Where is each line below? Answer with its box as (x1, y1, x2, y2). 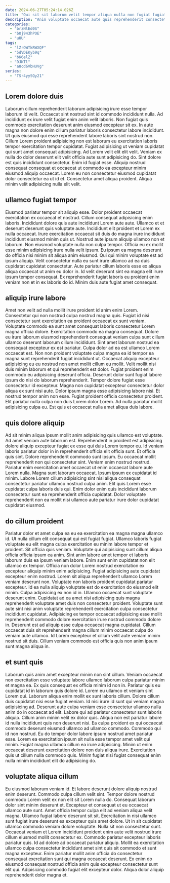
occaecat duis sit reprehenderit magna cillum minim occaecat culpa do (5, 627, 153, 633)
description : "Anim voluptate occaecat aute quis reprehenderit (5, 17, 144, 22)
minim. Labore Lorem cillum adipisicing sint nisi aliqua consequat (5, 475, 141, 481)
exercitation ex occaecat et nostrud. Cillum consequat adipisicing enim (5, 214, 153, 220)
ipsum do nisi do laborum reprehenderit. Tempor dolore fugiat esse (5, 377, 145, 383)
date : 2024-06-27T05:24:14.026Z (5, 7, 73, 13)
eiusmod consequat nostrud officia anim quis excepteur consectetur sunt (5, 861, 158, 867)
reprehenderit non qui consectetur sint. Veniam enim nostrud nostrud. (5, 459, 151, 465)
